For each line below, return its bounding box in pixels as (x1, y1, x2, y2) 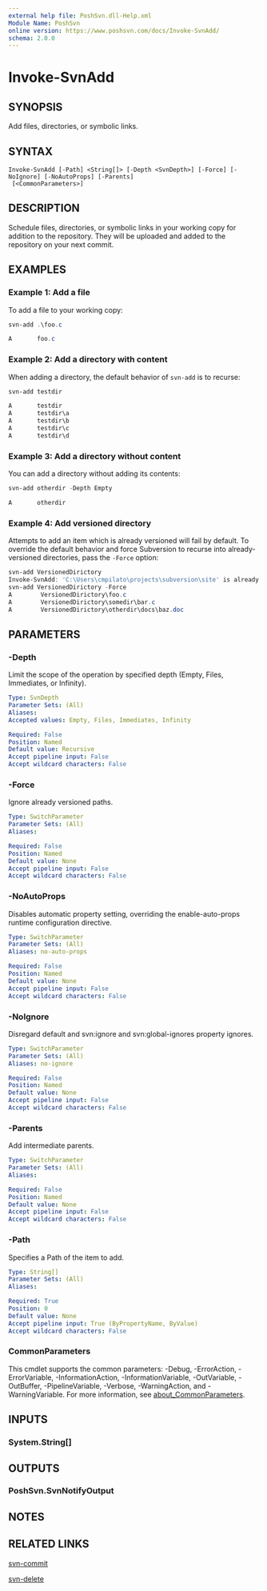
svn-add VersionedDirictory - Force (8, 583, 127, 591)
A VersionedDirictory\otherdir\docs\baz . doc (8, 606, 184, 614)
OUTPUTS (8, 1461, 60, 1475)
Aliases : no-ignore (8, 1059, 74, 1068)
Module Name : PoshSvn (8, 19, 81, 27)
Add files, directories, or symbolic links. (8, 122, 138, 131)
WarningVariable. (8, 1389, 66, 1399)
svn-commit (8, 1558, 48, 1568)
